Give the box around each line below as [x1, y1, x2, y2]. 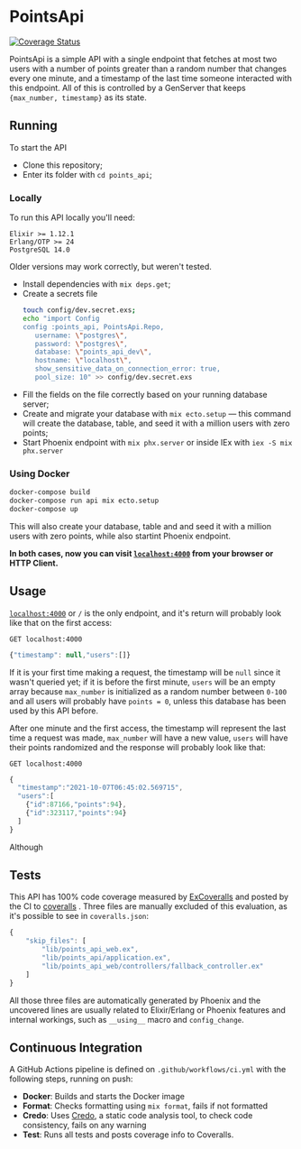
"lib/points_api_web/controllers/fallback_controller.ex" [41, 961, 264, 970]
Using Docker [9, 467, 70, 480]
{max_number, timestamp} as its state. [9, 92, 147, 103]
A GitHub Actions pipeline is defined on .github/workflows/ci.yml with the [9, 1064, 287, 1075]
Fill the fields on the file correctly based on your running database [22, 389, 268, 400]
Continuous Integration [9, 1040, 142, 1055]
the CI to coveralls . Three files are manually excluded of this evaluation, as [9, 901, 288, 912]
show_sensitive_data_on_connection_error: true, [34, 364, 221, 373]
